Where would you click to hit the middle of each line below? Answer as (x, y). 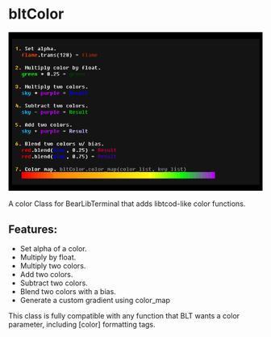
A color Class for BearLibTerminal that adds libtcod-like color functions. (127, 204)
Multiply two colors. (53, 266)
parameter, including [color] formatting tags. (82, 325)
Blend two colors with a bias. (68, 292)
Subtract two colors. (54, 283)
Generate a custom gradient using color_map (95, 301)
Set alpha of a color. (53, 249)
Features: (33, 229)
